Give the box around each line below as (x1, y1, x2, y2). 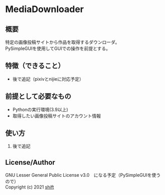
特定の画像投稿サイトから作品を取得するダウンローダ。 (5, 39, 120, 45)
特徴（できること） (5, 61, 65, 70)
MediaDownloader (5, 4, 84, 15)
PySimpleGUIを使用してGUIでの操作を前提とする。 (5, 45, 111, 51)
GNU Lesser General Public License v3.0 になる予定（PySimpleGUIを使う (5, 172, 161, 178)
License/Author (5, 158, 55, 167)
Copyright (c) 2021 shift (5, 184, 54, 190)
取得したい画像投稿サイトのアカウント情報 (12, 112, 101, 119)
